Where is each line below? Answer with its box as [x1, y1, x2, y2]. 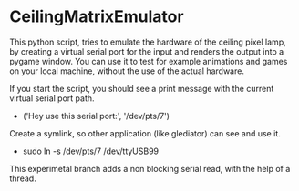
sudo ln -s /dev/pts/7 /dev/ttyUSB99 [22, 146, 160, 156]
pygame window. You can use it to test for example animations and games [9, 55, 288, 66]
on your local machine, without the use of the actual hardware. [9, 65, 244, 76]
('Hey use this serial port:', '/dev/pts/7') [22, 110, 170, 121]
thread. [9, 173, 36, 184]
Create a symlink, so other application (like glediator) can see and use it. [9, 127, 281, 138]
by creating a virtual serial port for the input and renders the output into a [9, 45, 284, 56]
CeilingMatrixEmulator [9, 6, 184, 27]
